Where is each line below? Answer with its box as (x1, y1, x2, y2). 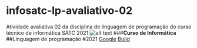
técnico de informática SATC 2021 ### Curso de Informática (6, 29, 176, 36)
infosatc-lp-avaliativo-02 (6, 4, 133, 17)
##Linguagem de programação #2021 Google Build (6, 35, 131, 42)
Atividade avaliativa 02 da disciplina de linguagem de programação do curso (6, 23, 192, 30)
